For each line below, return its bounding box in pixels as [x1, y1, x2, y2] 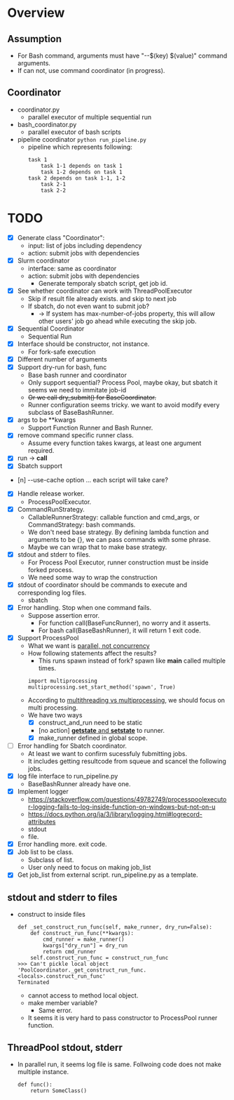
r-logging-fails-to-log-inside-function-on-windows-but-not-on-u [27, 802, 216, 811]
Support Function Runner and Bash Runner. [27, 423, 153, 432]
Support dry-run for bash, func [17, 363, 107, 371]
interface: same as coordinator [27, 264, 117, 272]
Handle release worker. [17, 489, 85, 498]
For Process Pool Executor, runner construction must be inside [27, 558, 209, 566]
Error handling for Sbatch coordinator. [17, 741, 128, 750]
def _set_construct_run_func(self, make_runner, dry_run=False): [17, 924, 212, 931]
